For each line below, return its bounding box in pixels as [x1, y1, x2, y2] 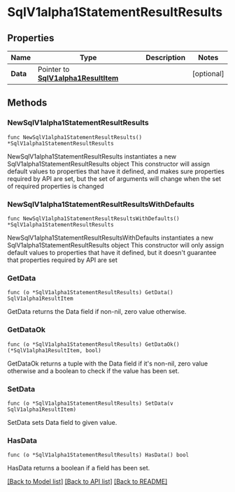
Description [145, 53, 186, 62]
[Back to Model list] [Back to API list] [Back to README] [7, 477, 168, 486]
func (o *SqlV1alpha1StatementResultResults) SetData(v [7, 400, 173, 407]
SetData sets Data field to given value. [7, 418, 117, 426]
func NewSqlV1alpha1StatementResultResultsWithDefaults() [7, 215, 180, 222]
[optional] [192, 69, 225, 78]
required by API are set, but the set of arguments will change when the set [7, 174, 222, 182]
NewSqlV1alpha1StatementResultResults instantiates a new [7, 152, 177, 161]
